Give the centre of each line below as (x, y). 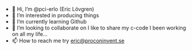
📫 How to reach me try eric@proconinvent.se (68, 41)
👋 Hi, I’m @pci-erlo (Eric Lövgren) (53, 9)
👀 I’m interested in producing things (55, 15)
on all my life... (29, 34)
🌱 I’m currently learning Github (49, 21)
